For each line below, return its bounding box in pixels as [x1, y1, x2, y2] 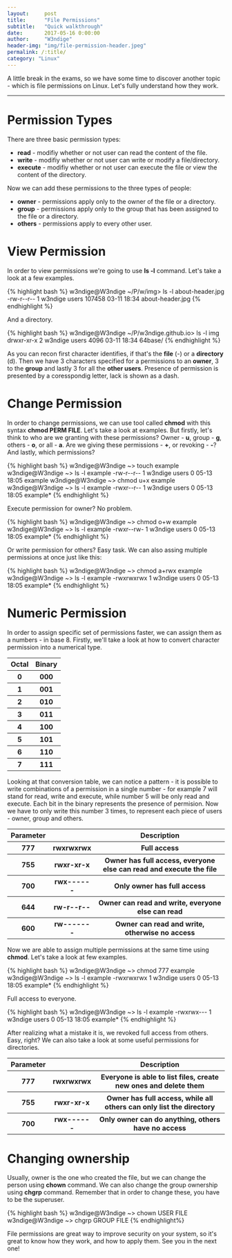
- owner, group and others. [7, 814, 84, 822]
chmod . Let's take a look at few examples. [7, 952, 128, 961]
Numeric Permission [7, 605, 127, 621]
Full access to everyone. [7, 994, 77, 1003]
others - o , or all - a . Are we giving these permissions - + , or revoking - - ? [7, 441, 217, 449]
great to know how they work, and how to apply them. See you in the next [7, 1237, 217, 1246]
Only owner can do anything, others [99, 1114, 221, 1124]
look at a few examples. [7, 274, 75, 282]
